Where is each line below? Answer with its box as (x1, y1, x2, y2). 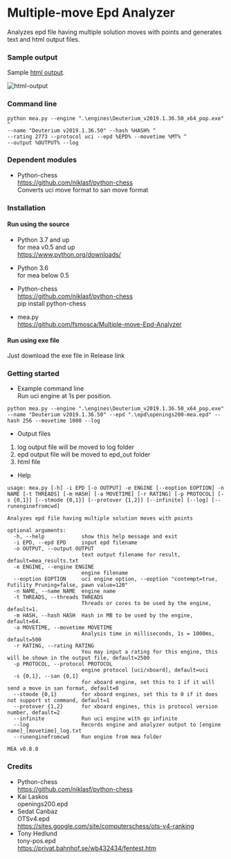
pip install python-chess (17, 299, 86, 307)
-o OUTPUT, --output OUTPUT (13, 545, 95, 552)
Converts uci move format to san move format (17, 185, 149, 194)
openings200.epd (17, 799, 68, 808)
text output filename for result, (81, 552, 181, 559)
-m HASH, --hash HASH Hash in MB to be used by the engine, (13, 612, 194, 619)
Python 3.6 (17, 264, 48, 272)
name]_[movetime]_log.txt (7, 727, 82, 735)
